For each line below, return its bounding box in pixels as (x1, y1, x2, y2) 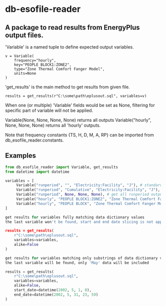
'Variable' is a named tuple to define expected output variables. (5, 44, 134, 50)
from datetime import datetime (5, 169, 70, 174)
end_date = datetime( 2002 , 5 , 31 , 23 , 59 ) (14, 292, 98, 297)
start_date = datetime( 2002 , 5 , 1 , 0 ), (14, 288, 92, 293)
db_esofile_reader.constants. (5, 137, 64, 143)
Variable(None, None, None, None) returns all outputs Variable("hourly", (5, 117, 152, 123)
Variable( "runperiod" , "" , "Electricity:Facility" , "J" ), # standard (16, 183, 163, 188)
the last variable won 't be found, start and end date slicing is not (5, 219, 154, 224)
